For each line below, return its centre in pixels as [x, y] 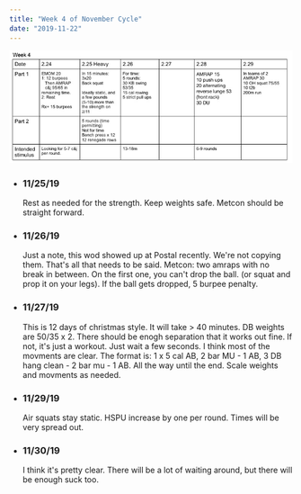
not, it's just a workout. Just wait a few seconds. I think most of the [146, 346]
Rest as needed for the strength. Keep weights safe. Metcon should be [153, 203]
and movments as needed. [71, 374]
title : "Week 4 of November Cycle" [76, 19]
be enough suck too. [60, 480]
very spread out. [53, 427]
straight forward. [53, 212]
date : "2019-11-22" [46, 28]
